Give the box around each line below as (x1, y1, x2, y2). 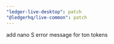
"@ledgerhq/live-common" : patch (6, 14, 87, 20)
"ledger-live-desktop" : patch (6, 8, 82, 15)
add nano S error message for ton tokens (6, 31, 108, 38)
